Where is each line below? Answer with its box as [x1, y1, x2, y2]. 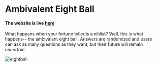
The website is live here [5, 20, 55, 26]
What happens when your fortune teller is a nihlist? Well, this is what [5, 31, 144, 37]
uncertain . [5, 47, 26, 53]
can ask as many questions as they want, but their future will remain [5, 41, 143, 47]
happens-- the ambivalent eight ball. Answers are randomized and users [5, 36, 152, 42]
